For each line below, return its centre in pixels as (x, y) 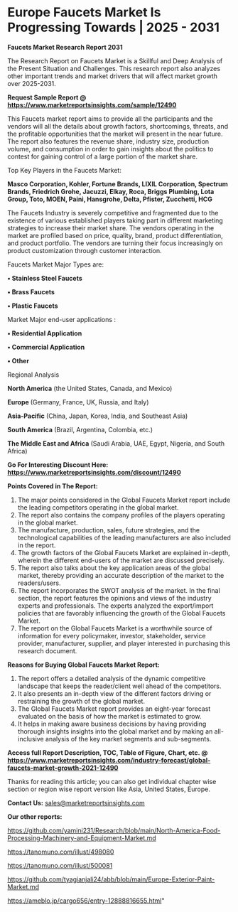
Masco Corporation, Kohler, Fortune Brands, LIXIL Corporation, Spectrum (118, 184)
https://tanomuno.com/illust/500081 (60, 865)
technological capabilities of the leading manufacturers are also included (124, 537)
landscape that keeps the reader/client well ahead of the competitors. (119, 686)
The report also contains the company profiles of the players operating (121, 515)
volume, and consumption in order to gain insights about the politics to (110, 149)
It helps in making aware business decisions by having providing (112, 724)
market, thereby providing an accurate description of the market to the (121, 575)
